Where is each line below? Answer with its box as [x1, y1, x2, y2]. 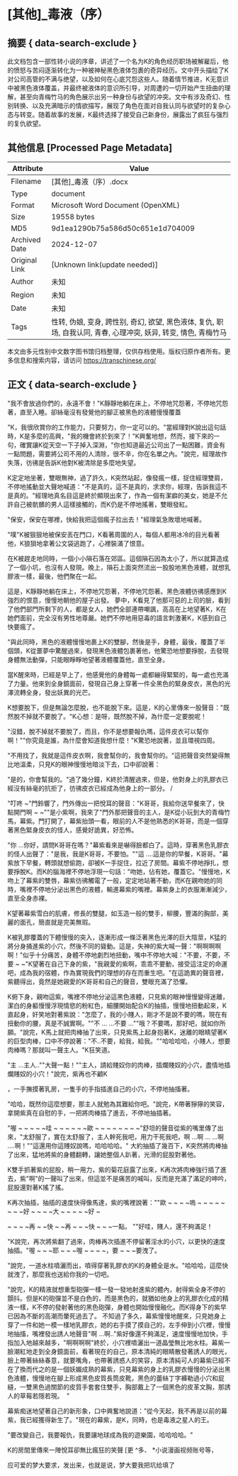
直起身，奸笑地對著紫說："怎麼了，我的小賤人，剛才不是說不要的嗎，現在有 [7, 1010, 228, 1018]
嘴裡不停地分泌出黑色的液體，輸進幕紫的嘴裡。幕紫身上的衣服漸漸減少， [19, 885, 231, 893]
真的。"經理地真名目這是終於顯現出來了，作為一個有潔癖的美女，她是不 [13, 491, 222, 500]
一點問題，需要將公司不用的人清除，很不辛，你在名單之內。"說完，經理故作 [7, 449, 228, 458]
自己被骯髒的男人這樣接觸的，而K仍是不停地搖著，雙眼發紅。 [13, 500, 192, 508]
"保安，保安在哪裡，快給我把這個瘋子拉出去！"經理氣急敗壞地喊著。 [7, 515, 206, 524]
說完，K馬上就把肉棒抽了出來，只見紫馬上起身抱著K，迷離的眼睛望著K [22, 1028, 228, 1036]
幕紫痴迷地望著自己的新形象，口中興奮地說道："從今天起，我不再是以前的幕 [7, 1406, 228, 1415]
